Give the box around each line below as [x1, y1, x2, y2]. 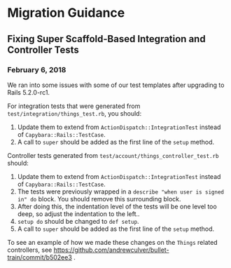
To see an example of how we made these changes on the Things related [7, 238, 218, 246]
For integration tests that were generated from [7, 102, 141, 110]
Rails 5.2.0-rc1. [7, 88, 50, 96]
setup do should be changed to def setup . [17, 217, 139, 225]
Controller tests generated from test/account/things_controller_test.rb [7, 151, 219, 159]
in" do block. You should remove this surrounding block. [17, 194, 181, 203]
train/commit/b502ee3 [7, 253, 72, 261]
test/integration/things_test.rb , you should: [7, 109, 142, 117]
